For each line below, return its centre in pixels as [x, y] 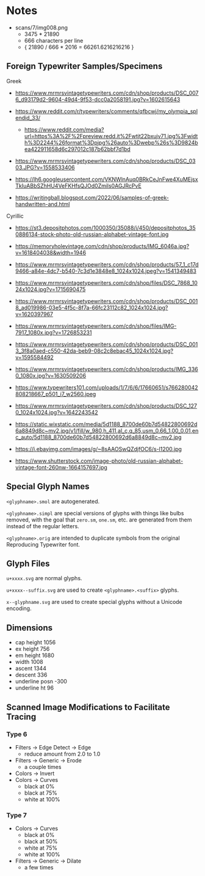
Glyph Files [28, 563]
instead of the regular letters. [43, 526]
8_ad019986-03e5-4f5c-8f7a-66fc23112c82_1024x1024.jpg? [92, 307]
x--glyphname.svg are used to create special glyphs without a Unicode [95, 602]
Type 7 [17, 815]
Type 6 [17, 734]
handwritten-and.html [42, 204]
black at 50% [41, 842]
